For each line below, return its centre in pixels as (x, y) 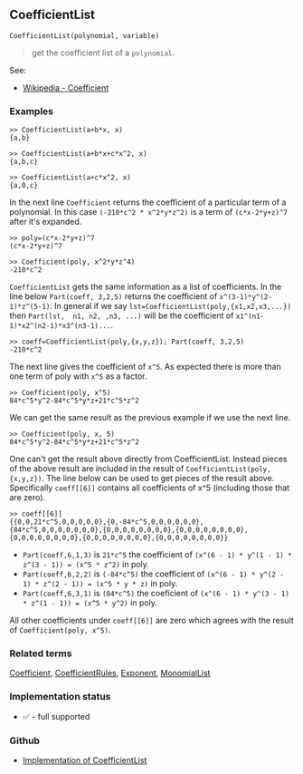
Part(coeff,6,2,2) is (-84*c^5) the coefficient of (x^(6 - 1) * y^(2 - (153, 574)
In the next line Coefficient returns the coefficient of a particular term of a (148, 202)
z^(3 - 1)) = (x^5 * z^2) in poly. (85, 565)
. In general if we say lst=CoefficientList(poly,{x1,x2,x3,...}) (170, 306)
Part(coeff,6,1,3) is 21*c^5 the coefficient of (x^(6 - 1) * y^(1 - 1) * (157, 555)
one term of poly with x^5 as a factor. (78, 376)
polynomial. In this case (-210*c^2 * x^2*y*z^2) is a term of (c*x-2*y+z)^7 (148, 212)
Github (25, 740)
